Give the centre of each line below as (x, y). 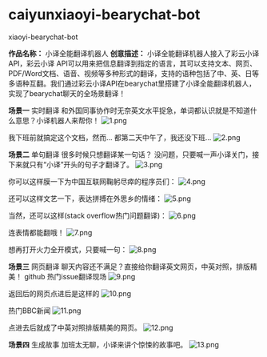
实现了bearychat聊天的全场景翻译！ (67, 93)
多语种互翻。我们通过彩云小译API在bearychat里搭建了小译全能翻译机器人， (132, 83)
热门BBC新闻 (30, 311)
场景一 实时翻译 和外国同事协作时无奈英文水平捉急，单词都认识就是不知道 (129, 110)
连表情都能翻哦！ (36, 232)
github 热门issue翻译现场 (65, 276)
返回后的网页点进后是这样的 (54, 293)
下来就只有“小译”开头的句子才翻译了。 (71, 164)
